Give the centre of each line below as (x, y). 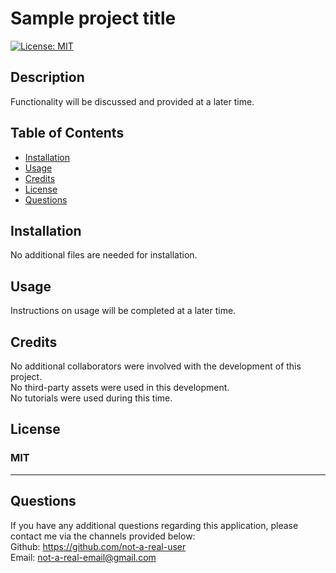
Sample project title (93, 18)
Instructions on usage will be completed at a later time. (123, 311)
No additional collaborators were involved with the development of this (156, 366)
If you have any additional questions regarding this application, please (154, 525)
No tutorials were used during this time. (91, 398)
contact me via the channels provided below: (103, 536)
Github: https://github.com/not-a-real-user (98, 546)
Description (47, 77)
